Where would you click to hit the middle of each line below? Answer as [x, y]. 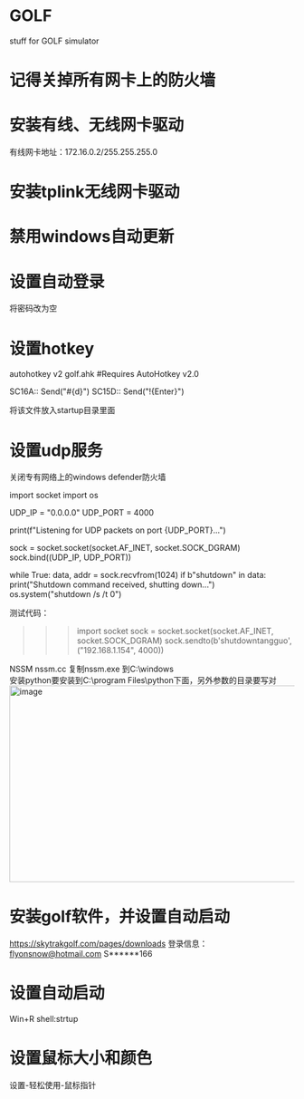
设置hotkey [52, 348]
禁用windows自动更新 [92, 237]
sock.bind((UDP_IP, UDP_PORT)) [71, 557]
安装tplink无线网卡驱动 [95, 192]
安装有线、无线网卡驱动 [97, 125]
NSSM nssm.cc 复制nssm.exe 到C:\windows [92, 669]
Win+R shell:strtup [44, 1019]
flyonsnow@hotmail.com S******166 [81, 954]
